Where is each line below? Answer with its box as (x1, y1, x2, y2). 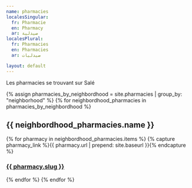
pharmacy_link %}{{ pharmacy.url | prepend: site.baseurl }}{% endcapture (6, 142, 187, 149)
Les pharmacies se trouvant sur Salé (6, 79, 95, 86)
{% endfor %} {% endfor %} (6, 176, 75, 183)
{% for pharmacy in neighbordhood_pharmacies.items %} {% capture (6, 136, 176, 143)
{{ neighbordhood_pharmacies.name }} (6, 120, 155, 130)
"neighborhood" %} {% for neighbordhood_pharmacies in (6, 96, 147, 103)
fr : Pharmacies (11, 42, 49, 48)
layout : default (6, 63, 46, 69)
